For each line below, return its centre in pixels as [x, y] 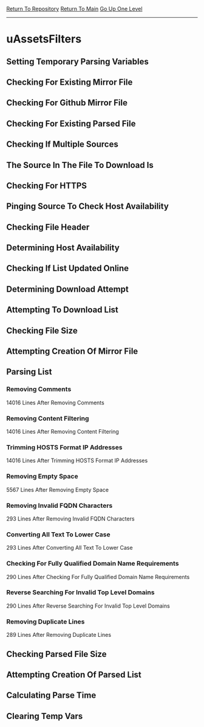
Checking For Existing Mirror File [70, 82]
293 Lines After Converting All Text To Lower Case [70, 548]
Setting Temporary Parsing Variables [77, 61]
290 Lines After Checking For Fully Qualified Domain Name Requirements [98, 577]
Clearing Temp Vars [45, 716]
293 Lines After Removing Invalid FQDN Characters [70, 518]
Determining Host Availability [63, 248]
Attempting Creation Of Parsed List [74, 674]
